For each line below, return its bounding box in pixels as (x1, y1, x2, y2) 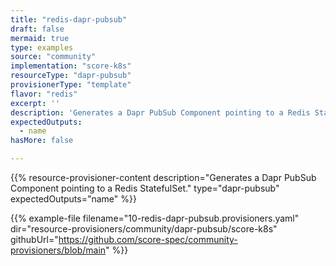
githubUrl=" (10, 234, 59, 245)
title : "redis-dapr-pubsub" (10, 14, 128, 25)
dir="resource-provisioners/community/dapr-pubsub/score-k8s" (10, 223, 278, 235)
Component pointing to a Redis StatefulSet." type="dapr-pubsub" (10, 182, 280, 194)
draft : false (10, 24, 65, 34)
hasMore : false (10, 136, 74, 146)
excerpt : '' (10, 98, 60, 108)
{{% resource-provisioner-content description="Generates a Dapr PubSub (10, 172, 317, 183)
